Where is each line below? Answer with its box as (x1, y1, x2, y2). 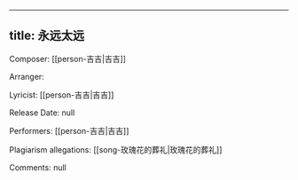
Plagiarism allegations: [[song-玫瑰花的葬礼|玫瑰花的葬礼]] (9, 144, 223, 155)
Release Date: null (9, 107, 75, 118)
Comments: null (9, 161, 67, 173)
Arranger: (9, 71, 44, 82)
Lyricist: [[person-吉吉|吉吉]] (9, 90, 114, 100)
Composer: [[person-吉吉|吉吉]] (9, 53, 127, 64)
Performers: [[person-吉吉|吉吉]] (9, 125, 129, 136)
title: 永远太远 (9, 28, 85, 43)
